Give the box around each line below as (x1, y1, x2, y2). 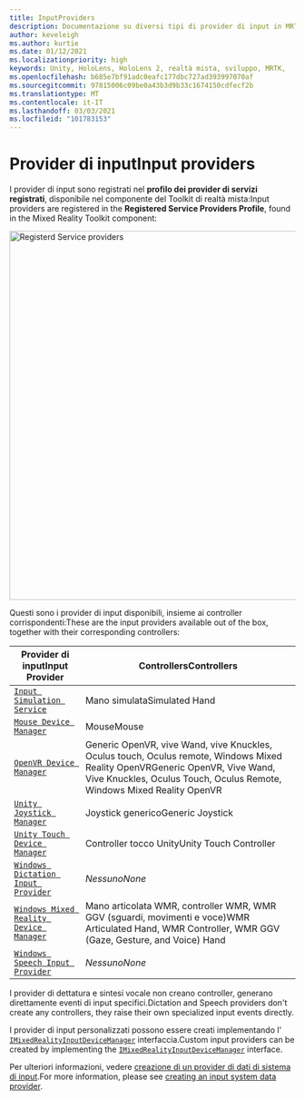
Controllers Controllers (138, 659, 238, 672)
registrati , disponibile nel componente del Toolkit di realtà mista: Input (9, 193, 270, 204)
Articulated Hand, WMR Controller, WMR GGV (84, 923, 280, 936)
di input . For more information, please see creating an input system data (9, 1071, 277, 1082)
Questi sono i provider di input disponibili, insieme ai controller (9, 608, 242, 619)
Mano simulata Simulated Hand (84, 694, 216, 707)
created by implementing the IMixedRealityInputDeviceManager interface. (9, 1044, 283, 1055)
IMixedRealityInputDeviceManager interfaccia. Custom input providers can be (9, 1035, 295, 1045)
